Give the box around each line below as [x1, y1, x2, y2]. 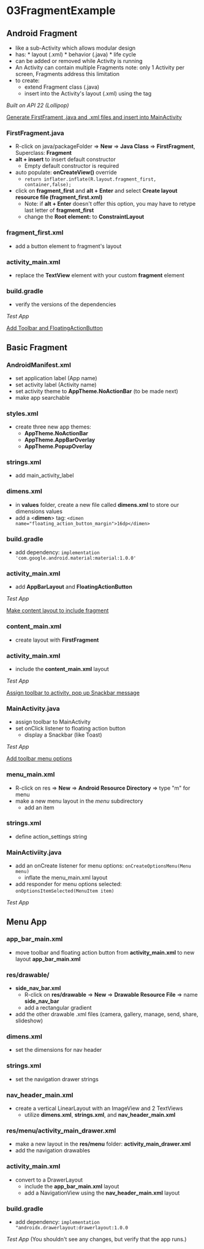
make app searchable [15, 394, 70, 401]
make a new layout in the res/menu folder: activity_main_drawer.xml [15, 1140, 191, 1148]
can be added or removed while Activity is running [15, 58, 143, 64]
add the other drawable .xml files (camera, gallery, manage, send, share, [15, 1011, 198, 1018]
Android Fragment [6, 28, 78, 39]
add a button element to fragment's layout [15, 242, 122, 250]
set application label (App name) [15, 374, 97, 381]
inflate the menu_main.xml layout [24, 874, 108, 882]
